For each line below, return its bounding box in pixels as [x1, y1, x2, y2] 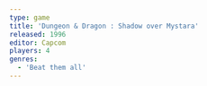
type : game [9, 13, 50, 22]
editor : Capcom [9, 38, 67, 47]
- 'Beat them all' [17, 64, 87, 73]
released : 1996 [9, 30, 67, 39]
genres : [9, 55, 39, 64]
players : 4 [9, 47, 50, 56]
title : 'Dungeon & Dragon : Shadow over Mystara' [9, 21, 200, 30]
